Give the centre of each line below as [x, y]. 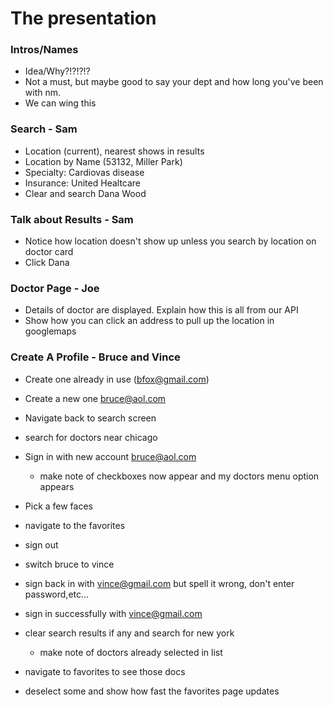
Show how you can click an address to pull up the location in [149, 321]
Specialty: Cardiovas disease [84, 172]
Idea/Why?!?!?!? [57, 71]
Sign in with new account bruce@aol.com [110, 456]
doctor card [49, 252]
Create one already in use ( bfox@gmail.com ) [117, 379]
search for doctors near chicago [91, 437]
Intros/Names [44, 50]
